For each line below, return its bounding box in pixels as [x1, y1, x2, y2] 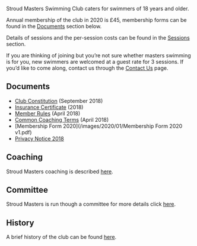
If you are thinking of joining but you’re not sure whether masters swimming [6, 52, 191, 59]
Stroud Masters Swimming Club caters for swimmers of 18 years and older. [6, 5, 189, 12]
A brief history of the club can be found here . [6, 234, 117, 241]
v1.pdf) [14, 128, 32, 135]
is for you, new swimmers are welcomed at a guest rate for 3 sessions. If [6, 59, 184, 65]
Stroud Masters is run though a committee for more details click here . [6, 200, 176, 208]
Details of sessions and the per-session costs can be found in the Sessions [6, 34, 190, 41]
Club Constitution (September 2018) [14, 97, 103, 104]
